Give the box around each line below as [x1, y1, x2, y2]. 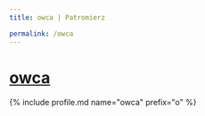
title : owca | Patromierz [9, 12, 105, 22]
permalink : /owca [9, 29, 74, 38]
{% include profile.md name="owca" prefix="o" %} [9, 97, 197, 108]
